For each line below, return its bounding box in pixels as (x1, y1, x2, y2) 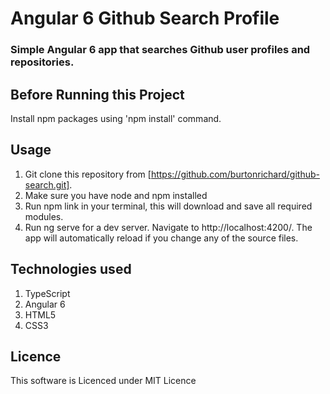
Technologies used (10, 261, 132, 278)
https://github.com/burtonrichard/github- (150, 168, 320, 180)
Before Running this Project (10, 86, 185, 103)
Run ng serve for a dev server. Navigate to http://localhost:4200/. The (24, 221, 313, 233)
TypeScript (24, 287, 71, 299)
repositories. (10, 55, 75, 69)
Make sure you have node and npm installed (24, 189, 208, 201)
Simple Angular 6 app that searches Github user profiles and (10, 43, 311, 57)
